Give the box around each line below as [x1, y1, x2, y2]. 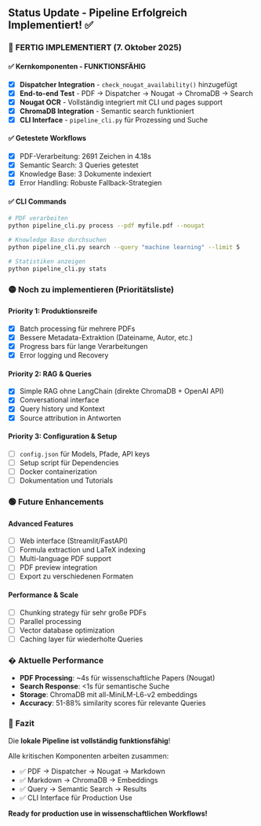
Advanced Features [8, 519, 74, 528]
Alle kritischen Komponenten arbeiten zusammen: [8, 751, 169, 761]
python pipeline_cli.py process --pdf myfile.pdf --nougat [8, 222, 205, 230]
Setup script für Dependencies [19, 457, 119, 467]
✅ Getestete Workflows [8, 134, 87, 143]
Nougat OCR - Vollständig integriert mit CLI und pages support [19, 97, 223, 107]
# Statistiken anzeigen [8, 257, 86, 266]
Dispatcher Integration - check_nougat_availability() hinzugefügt [19, 79, 237, 89]
